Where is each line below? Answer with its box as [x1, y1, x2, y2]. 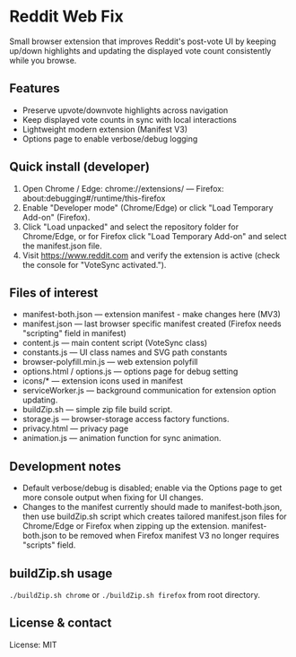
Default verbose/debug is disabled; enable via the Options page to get [22, 482, 283, 494]
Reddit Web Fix [9, 6, 124, 27]
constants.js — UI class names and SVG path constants [22, 347, 228, 358]
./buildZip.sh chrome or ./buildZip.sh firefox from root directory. [9, 590, 260, 600]
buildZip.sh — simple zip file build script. [22, 404, 173, 415]
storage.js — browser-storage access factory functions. [22, 414, 231, 425]
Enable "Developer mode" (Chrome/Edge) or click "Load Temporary [22, 202, 274, 212]
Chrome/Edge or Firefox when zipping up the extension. [22, 521, 231, 532]
